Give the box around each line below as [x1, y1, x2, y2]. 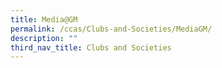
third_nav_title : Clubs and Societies [10, 42, 172, 53]
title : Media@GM [10, 14, 78, 25]
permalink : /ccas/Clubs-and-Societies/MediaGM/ [10, 24, 213, 34]
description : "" [10, 33, 78, 43]
